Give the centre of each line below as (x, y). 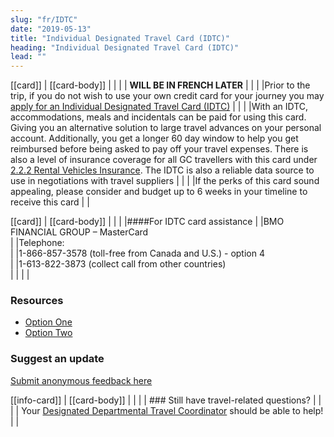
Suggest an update (57, 359)
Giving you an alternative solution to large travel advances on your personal (166, 128)
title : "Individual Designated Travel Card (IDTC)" (120, 38)
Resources (37, 301)
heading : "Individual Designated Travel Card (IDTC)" (125, 47)
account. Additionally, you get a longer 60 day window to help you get (154, 138)
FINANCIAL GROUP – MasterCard (79, 232)
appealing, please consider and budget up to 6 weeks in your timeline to (159, 192)
